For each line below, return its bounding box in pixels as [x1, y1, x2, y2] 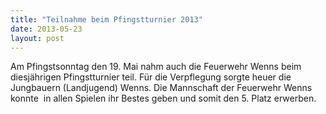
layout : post [10, 33, 65, 43]
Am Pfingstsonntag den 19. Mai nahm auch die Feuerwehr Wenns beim [10, 61, 302, 73]
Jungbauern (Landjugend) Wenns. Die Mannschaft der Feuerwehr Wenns [10, 82, 313, 94]
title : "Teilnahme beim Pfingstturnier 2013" [10, 14, 203, 25]
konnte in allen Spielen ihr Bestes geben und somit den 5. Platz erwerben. [10, 92, 317, 105]
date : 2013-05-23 [10, 24, 83, 34]
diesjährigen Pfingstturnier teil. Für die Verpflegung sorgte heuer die [10, 71, 292, 83]
